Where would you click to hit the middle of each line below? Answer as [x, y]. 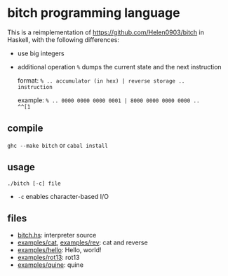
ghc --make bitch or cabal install [58, 145]
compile [25, 129]
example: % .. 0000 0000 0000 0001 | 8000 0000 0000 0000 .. [108, 100]
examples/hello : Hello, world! [59, 250]
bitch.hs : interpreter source [57, 235]
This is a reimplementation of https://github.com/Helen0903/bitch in [106, 32]
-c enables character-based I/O [63, 196]
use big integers [41, 53]
